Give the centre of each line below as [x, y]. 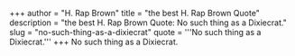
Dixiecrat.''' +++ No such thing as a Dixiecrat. [94, 42]
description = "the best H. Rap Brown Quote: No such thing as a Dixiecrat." [148, 23]
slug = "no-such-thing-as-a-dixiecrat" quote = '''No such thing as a [135, 32]
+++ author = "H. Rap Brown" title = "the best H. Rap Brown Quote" [134, 13]
